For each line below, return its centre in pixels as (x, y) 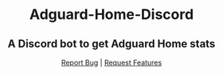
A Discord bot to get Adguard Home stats (111, 44)
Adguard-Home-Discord (111, 15)
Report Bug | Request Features (111, 62)
